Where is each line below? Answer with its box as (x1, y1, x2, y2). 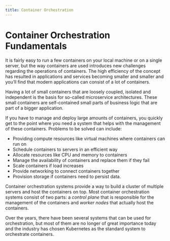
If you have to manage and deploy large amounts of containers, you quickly (5, 115, 163, 121)
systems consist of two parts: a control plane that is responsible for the (5, 194, 154, 200)
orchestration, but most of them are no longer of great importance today (5, 220, 156, 226)
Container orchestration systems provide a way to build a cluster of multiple (5, 183, 164, 189)
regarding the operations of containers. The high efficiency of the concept (5, 68, 161, 74)
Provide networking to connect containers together (12, 168, 120, 174)
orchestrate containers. (5, 231, 54, 237)
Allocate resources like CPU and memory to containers (12, 151, 128, 158)
